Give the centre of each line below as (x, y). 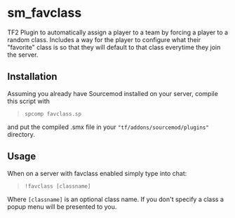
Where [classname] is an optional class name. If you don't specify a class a (116, 199)
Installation (32, 77)
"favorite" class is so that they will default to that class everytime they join (114, 47)
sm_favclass (45, 13)
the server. (23, 55)
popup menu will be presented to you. (62, 206)
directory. (21, 134)
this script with (29, 101)
